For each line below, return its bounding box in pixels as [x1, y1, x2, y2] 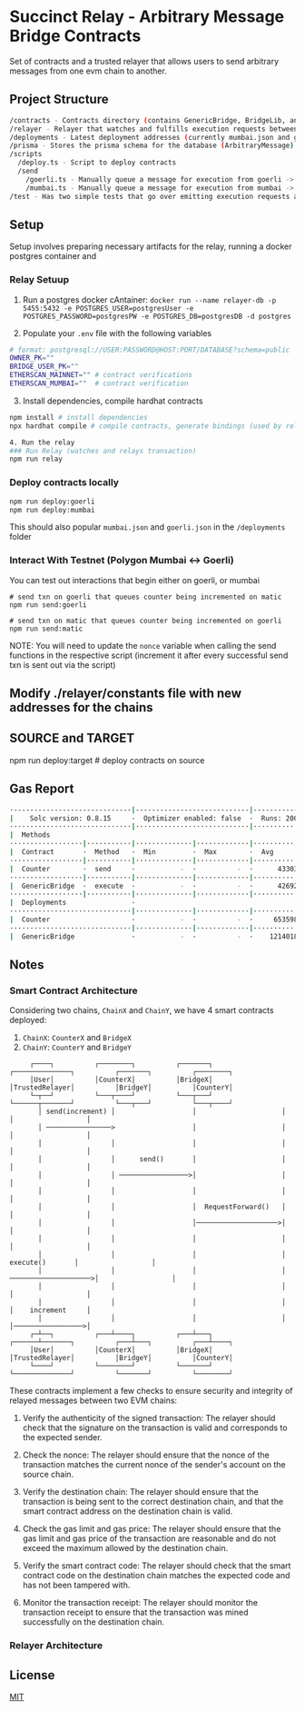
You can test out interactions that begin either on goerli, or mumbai [9, 574, 261, 585]
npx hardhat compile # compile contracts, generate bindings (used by [9, 421, 282, 431]
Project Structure [9, 92, 109, 107]
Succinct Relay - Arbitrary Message [9, 6, 284, 27]
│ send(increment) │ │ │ [37, 1107, 286, 1117]
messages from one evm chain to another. [9, 65, 168, 76]
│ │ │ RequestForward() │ [37, 1202, 286, 1212]
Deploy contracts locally [9, 476, 120, 489]
